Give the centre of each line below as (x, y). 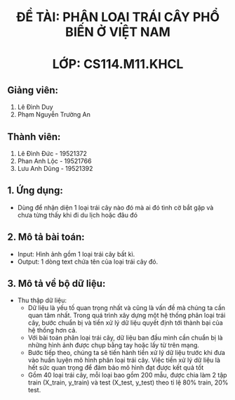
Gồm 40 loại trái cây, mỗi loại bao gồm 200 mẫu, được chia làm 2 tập (127, 375)
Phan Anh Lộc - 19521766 (54, 161)
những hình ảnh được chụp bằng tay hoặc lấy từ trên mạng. (114, 345)
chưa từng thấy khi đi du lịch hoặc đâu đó (78, 215)
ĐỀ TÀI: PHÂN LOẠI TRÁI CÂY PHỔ (118, 17)
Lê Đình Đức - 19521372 (52, 154)
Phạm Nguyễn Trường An (54, 115)
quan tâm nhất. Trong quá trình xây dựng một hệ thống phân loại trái (127, 316)
